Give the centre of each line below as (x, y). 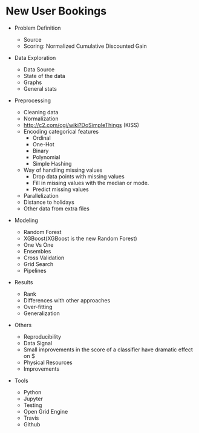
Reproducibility (42, 336)
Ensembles (37, 251)
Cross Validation (44, 258)
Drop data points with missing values (78, 176)
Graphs (33, 82)
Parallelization (41, 195)
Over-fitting (38, 307)
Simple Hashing (52, 163)
